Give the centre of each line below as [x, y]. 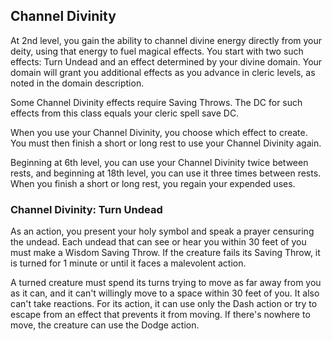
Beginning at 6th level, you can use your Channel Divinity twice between [159, 162]
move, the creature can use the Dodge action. [105, 325]
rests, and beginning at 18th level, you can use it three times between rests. [166, 173]
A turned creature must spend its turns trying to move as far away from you [166, 283]
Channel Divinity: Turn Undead [86, 209]
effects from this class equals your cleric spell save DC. [125, 113]
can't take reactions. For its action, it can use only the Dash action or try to [164, 304]
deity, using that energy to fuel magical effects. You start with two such [157, 51]
